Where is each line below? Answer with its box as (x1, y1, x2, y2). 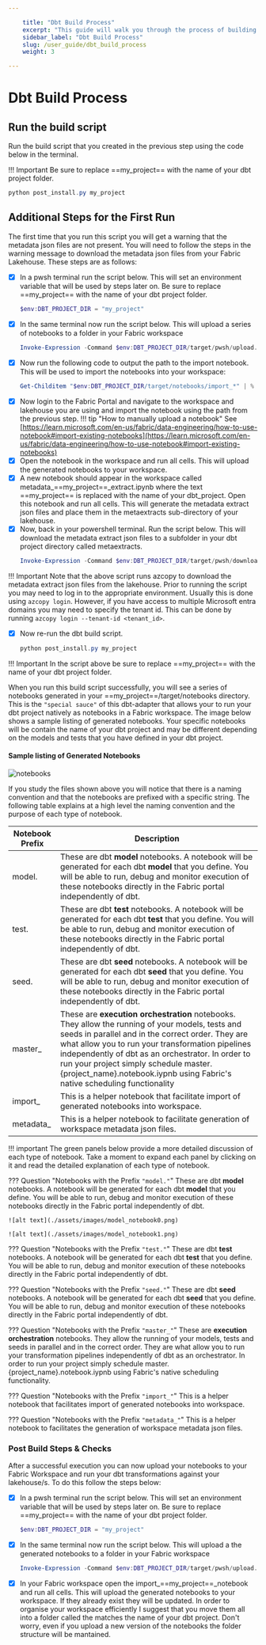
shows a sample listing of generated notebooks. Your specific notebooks (8, 716, 246, 725)
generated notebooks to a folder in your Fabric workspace (19, 1549, 210, 1559)
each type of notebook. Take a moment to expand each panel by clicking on (8, 1152, 256, 1161)
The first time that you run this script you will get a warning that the (8, 231, 227, 241)
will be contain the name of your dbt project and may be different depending (8, 724, 257, 734)
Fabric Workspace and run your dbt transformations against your (8, 1469, 220, 1479)
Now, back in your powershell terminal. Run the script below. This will (19, 524, 246, 534)
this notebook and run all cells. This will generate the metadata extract (19, 499, 249, 508)
